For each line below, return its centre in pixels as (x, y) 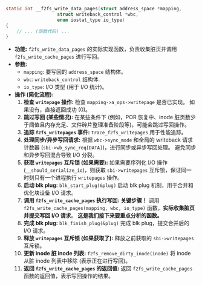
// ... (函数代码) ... (43, 31)
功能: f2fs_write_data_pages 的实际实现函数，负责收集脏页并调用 (96, 49)
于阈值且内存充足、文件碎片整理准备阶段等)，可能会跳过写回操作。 (106, 125)
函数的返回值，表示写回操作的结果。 (69, 276)
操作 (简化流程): (34, 94)
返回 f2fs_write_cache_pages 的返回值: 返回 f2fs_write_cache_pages (108, 269)
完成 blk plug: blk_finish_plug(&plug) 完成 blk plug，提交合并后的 (106, 223)
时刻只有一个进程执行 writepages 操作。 (73, 178)
